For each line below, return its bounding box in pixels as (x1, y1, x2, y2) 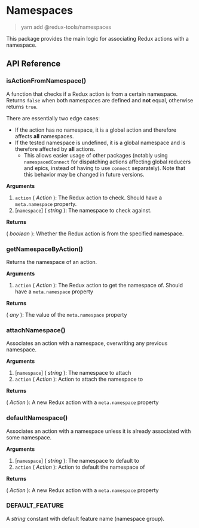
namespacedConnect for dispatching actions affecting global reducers (23, 158, 191, 165)
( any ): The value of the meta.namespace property (6, 311, 127, 318)
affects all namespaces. (14, 132, 74, 139)
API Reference (6, 59, 61, 69)
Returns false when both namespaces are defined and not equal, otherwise (6, 96, 194, 104)
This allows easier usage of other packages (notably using (23, 151, 169, 159)
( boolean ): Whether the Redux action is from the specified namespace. (6, 230, 184, 237)
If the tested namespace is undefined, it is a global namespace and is (14, 139, 186, 146)
